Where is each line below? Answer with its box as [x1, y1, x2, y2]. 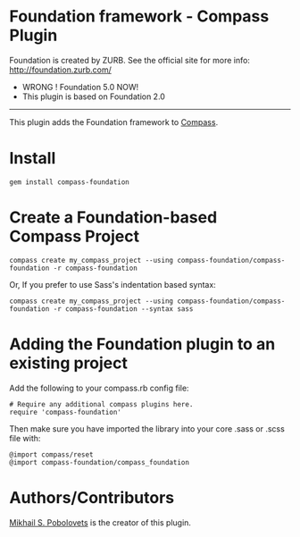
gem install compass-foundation [9, 177, 129, 187]
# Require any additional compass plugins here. [9, 399, 194, 408]
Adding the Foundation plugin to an [9, 334, 276, 354]
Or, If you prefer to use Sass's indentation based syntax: [9, 279, 216, 289]
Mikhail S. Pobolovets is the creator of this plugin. [9, 516, 192, 528]
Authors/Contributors [9, 487, 175, 508]
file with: [9, 432, 41, 443]
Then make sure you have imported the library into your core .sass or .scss [9, 423, 286, 434]
